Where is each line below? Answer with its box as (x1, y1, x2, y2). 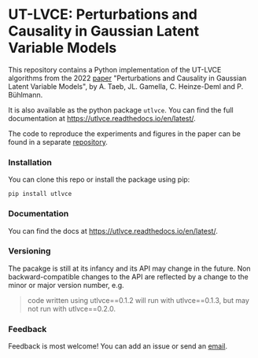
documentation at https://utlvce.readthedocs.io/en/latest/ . (8, 113, 197, 123)
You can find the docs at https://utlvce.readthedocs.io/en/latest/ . (8, 226, 218, 235)
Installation (8, 157, 53, 168)
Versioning (8, 245, 51, 257)
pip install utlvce (8, 190, 72, 198)
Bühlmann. (8, 90, 43, 99)
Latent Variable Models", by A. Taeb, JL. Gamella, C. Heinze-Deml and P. (8, 81, 244, 91)
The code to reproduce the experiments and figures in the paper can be (8, 128, 241, 138)
